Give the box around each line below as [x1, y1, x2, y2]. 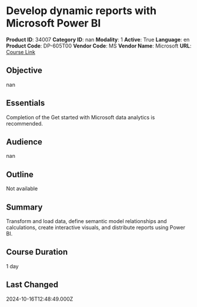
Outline [6, 169, 34, 180]
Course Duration [6, 247, 68, 257]
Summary [6, 202, 43, 212]
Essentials [6, 98, 45, 108]
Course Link [6, 48, 35, 55]
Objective [6, 66, 43, 76]
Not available [6, 185, 38, 192]
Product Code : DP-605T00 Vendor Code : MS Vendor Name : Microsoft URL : [6, 42, 192, 49]
